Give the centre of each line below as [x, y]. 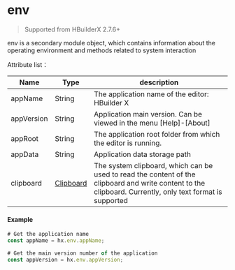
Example [20, 219]
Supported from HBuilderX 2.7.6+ [72, 29]
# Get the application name [48, 234]
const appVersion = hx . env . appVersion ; [65, 260]
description [159, 82]
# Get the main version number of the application [83, 253]
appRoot [25, 138]
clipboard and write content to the [150, 183]
